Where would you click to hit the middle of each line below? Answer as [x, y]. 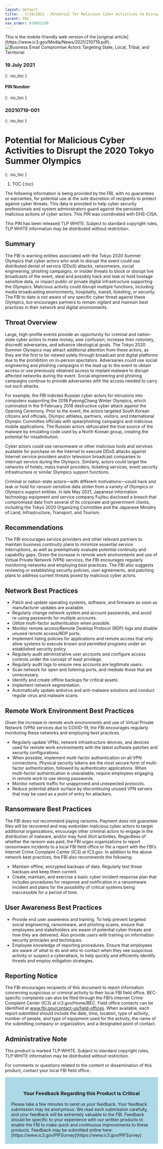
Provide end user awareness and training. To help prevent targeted [79, 919]
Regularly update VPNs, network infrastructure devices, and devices [81, 742]
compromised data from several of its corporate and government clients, [78, 502]
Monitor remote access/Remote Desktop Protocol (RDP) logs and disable [85, 628]
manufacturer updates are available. [48, 608]
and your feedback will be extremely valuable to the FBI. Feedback [78, 1114]
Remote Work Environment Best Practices [70, 711]
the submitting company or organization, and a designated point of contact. [81, 1024]
